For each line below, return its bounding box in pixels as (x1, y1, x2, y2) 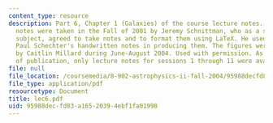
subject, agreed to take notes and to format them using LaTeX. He (15, 34, 249, 43)
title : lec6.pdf (8, 95, 63, 103)
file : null (8, 65, 45, 73)
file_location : (8, 72, 60, 80)
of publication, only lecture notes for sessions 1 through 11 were (15, 57, 253, 66)
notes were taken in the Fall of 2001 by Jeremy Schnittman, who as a (15, 27, 260, 35)
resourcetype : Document (8, 87, 89, 95)
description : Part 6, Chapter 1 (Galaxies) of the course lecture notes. (8, 19, 264, 28)
